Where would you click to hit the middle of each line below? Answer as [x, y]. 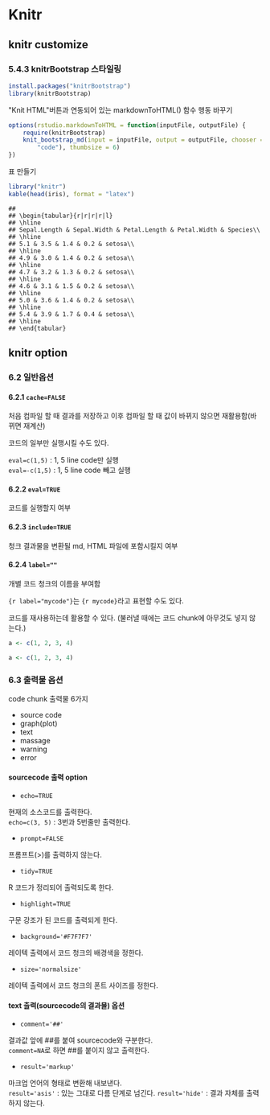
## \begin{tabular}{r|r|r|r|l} [61, 216]
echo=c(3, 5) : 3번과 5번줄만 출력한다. [70, 822]
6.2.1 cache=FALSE [37, 397]
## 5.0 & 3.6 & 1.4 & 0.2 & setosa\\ [72, 300]
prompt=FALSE [42, 839]
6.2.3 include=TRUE [40, 527]
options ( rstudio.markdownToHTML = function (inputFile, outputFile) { [127, 125]
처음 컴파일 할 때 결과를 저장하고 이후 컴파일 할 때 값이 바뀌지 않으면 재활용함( [129, 416]
